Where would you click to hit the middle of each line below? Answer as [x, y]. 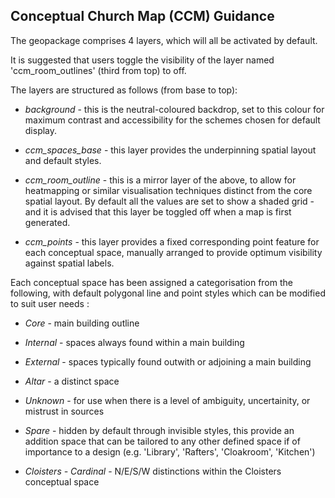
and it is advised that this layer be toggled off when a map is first [158, 211]
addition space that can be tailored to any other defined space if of [162, 441]
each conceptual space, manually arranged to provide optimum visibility [173, 252]
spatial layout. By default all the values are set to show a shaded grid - [169, 201]
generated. [47, 222]
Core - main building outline [82, 323]
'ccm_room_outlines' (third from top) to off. [98, 70]
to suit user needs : [50, 303]
